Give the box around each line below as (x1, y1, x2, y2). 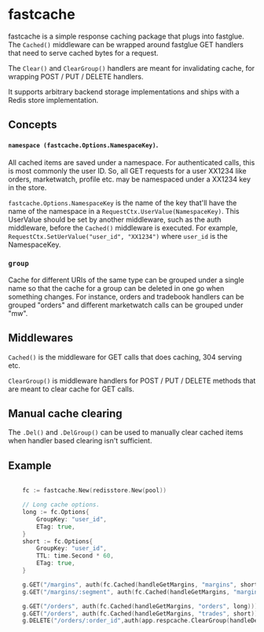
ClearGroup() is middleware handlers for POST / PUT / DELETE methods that (8, 376, 256, 385)
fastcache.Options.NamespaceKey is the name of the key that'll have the (8, 198, 237, 208)
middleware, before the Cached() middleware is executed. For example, (8, 222, 238, 233)
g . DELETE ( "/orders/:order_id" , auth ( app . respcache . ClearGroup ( (22, 617, 230, 625)
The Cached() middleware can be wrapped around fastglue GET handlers (8, 39, 244, 49)
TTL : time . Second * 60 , (36, 552, 114, 560)
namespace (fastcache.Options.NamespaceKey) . (8, 140, 159, 149)
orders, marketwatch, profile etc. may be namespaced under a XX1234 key (8, 175, 251, 184)
